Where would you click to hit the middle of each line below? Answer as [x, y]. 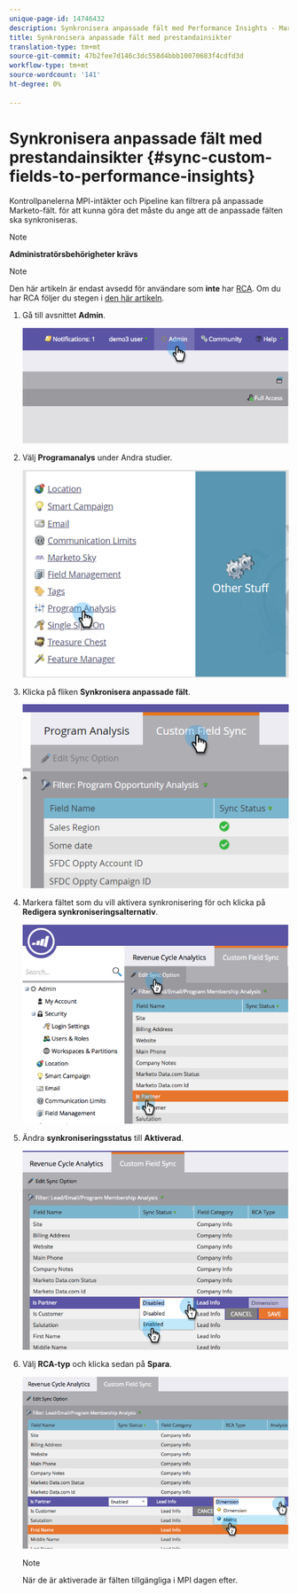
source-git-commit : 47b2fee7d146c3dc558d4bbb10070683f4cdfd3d [126, 56]
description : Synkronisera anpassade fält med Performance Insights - [142, 28]
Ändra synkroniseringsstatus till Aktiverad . [103, 1137]
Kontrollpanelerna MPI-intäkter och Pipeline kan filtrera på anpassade [137, 200]
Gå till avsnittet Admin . [64, 315]
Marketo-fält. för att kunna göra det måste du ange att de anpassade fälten [146, 210]
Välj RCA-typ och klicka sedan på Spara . [97, 1364]
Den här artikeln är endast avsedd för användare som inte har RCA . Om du [145, 288]
